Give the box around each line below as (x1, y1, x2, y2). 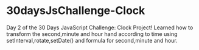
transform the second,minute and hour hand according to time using (6, 30, 178, 37)
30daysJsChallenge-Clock (6, 4, 145, 18)
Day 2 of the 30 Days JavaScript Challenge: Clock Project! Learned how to (6, 24, 194, 31)
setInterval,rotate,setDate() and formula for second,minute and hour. (6, 37, 178, 44)
